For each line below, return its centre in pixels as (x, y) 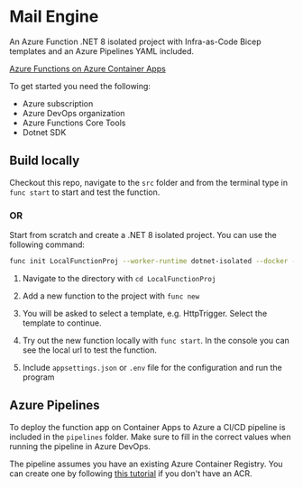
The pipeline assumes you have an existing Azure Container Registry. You (146, 464)
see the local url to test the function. (90, 350)
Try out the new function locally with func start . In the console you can (156, 340)
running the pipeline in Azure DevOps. (80, 446)
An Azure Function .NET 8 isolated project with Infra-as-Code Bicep (135, 41)
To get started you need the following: (80, 86)
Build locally (45, 161)
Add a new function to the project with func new (111, 296)
